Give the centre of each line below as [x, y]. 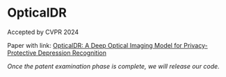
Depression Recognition [72, 53]
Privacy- [196, 45]
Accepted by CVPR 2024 [43, 32]
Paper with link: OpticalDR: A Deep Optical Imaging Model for [95, 45]
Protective [22, 53]
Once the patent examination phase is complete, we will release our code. [114, 66]
